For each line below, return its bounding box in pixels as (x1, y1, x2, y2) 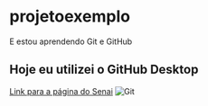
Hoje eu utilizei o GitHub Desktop (9, 62, 199, 77)
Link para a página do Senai (9, 85, 113, 96)
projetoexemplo (9, 6, 131, 27)
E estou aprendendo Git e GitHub (9, 36, 133, 47)
